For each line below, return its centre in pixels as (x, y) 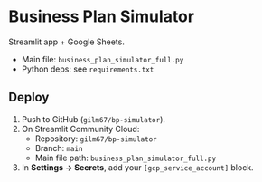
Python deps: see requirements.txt (88, 69)
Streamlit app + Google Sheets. (67, 42)
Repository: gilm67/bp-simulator (96, 139)
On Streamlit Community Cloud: (80, 129)
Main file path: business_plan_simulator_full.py (126, 158)
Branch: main (59, 148)
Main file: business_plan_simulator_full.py (103, 59)
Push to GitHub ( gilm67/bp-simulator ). (94, 119)
